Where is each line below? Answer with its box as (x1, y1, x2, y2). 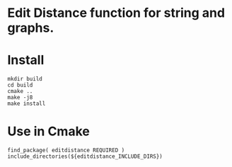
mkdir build (7, 75, 42, 82)
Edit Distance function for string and (7, 5, 225, 21)
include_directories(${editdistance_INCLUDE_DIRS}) (7, 153, 163, 160)
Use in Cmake (7, 123, 90, 140)
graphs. (7, 20, 54, 36)
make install (7, 100, 46, 107)
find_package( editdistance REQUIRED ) (7, 147, 125, 154)
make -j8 (7, 94, 33, 101)
